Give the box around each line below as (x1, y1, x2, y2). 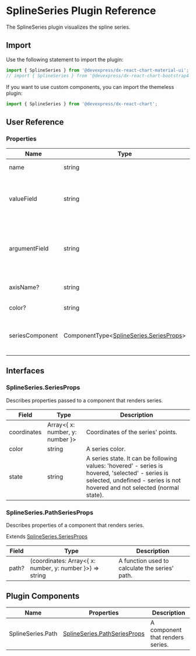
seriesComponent (9, 332, 58, 340)
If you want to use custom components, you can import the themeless (6, 83, 174, 90)
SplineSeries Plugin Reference (6, 4, 156, 18)
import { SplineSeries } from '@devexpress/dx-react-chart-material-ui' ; (6, 67, 190, 73)
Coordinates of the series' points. (86, 428, 177, 436)
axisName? (9, 283, 40, 291)
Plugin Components (6, 591, 80, 601)
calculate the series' (118, 564, 174, 572)
